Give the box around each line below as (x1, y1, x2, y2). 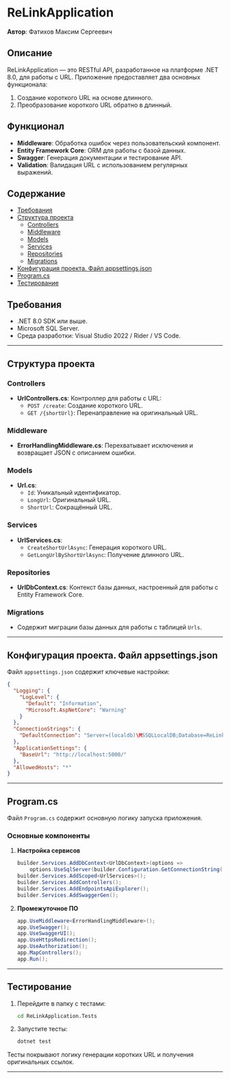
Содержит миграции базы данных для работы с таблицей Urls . (16, 623, 202, 632)
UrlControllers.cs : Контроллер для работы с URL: (16, 394, 162, 402)
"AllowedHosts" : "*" (13, 763, 72, 771)
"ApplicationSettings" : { (13, 744, 88, 752)
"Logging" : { (13, 687, 51, 694)
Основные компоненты (7, 831, 90, 841)
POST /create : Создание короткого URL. (27, 401, 143, 410)
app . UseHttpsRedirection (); (16, 936, 97, 944)
